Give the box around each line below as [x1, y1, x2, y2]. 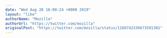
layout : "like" [5, 12, 37, 17]
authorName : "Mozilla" [5, 16, 53, 21]
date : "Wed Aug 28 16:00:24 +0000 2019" [5, 7, 91, 12]
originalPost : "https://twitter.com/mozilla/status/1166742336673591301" [5, 26, 163, 31]
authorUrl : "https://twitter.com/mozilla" [5, 21, 95, 26]
